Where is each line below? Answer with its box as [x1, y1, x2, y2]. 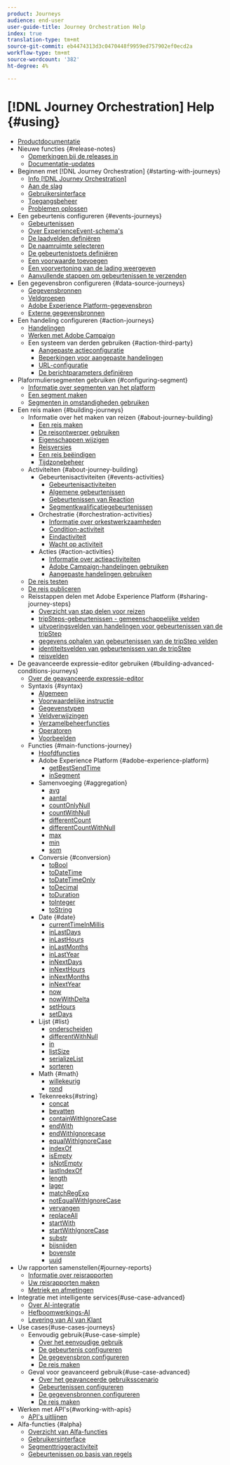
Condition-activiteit [48, 524, 104, 533]
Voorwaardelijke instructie [38, 696, 114, 705]
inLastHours [48, 935, 84, 943]
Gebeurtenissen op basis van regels [27, 1450, 133, 1458]
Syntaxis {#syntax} [27, 682, 83, 690]
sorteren [48, 1061, 74, 1070]
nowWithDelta [48, 995, 90, 1003]
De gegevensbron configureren [38, 1353, 130, 1361]
